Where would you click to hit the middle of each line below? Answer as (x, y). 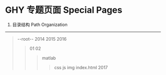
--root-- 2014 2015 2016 (42, 39)
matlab (49, 58)
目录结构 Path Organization (40, 25)
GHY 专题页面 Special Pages (64, 10)
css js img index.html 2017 (81, 67)
